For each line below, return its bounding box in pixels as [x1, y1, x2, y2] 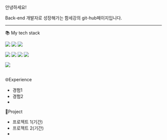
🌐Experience [5, 77, 32, 82]
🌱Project [5, 109, 23, 115]
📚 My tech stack [5, 30, 40, 36]
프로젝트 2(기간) [12, 125, 44, 131]
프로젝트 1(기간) [12, 119, 43, 125]
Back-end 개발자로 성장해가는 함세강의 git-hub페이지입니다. [5, 15, 122, 21]
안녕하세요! [5, 4, 27, 10]
